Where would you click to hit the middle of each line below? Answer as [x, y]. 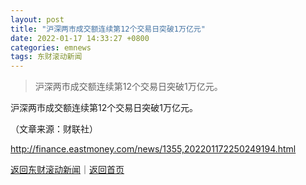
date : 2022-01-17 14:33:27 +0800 [80, 38]
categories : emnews [51, 47]
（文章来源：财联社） [54, 129]
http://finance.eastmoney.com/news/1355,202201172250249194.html [153, 149]
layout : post [37, 19]
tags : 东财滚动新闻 [46, 57]
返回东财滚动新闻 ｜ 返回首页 [67, 170]
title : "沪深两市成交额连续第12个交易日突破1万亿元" [108, 29]
